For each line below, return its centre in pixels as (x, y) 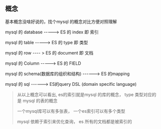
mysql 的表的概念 (40, 101)
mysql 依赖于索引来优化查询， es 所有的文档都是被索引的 (74, 121)
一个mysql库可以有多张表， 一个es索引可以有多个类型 (71, 111)
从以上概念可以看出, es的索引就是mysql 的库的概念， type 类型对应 (84, 94)
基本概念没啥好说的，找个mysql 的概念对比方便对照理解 (61, 22)
